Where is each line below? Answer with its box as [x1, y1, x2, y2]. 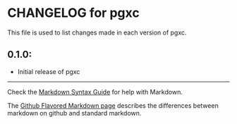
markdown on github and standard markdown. [7, 108, 142, 117]
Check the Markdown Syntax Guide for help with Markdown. [7, 87, 183, 96]
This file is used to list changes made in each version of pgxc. [7, 28, 187, 37]
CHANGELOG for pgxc [7, 5, 140, 21]
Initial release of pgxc [17, 67, 80, 75]
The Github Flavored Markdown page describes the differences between [7, 101, 219, 110]
